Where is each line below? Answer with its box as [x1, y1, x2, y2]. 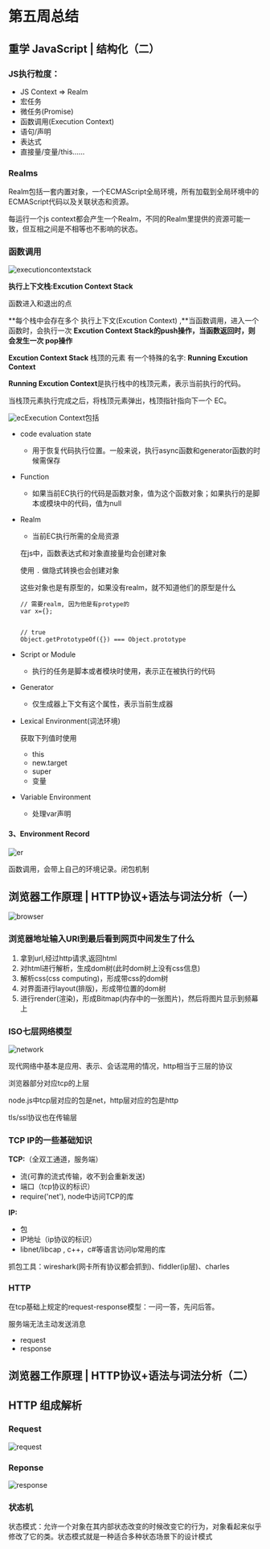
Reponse [8, 1462, 44, 1473]
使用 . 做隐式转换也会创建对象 [19, 566, 120, 575]
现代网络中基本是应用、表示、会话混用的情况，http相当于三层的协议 [8, 1061, 233, 1071]
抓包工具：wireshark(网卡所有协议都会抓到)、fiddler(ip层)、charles [8, 1262, 231, 1272]
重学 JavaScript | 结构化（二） [8, 42, 160, 56]
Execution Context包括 [24, 413, 100, 423]
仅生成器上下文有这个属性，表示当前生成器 [31, 699, 174, 709]
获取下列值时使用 [19, 733, 77, 743]
